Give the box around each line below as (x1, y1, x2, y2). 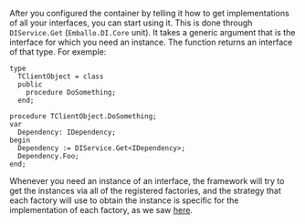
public (17, 80, 43, 89)
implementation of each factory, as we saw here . (9, 205, 194, 215)
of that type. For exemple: (9, 46, 107, 57)
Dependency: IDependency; (17, 127, 117, 137)
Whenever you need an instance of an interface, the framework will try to (9, 176, 285, 186)
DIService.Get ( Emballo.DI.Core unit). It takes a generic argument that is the (9, 27, 296, 37)
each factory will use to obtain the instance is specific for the (9, 195, 239, 206)
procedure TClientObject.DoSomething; (9, 112, 157, 121)
